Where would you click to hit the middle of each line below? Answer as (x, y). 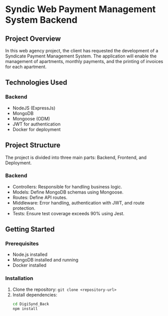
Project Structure (33, 145)
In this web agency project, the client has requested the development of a (82, 51)
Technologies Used (36, 82)
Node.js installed (30, 255)
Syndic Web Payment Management (80, 9)
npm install (25, 308)
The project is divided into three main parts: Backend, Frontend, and (76, 157)
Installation (19, 278)
